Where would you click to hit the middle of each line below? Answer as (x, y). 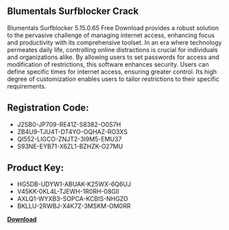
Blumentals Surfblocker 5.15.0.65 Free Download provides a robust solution (113, 27)
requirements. (27, 86)
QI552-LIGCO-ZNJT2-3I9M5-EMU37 (69, 139)
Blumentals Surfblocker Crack (73, 11)
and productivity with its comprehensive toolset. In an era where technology (114, 42)
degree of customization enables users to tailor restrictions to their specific (113, 79)
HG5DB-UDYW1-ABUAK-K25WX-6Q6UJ (74, 184)
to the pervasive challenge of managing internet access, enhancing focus (111, 35)
